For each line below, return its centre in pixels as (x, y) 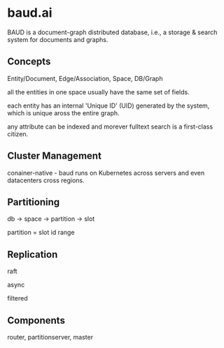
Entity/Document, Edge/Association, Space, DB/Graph (85, 78)
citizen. (18, 133)
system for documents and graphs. (58, 39)
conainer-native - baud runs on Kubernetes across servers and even (106, 173)
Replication (33, 254)
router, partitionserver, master (50, 337)
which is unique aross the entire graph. (64, 113)
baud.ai (30, 13)
